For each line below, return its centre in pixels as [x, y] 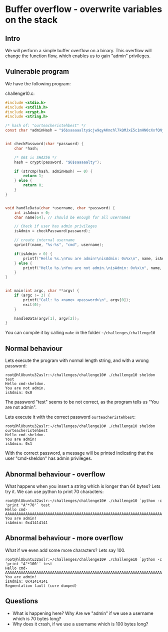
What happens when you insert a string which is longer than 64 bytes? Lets [83, 486]
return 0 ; [33, 185]
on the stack [31, 20]
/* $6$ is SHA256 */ [35, 157]
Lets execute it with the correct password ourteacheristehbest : [70, 417]
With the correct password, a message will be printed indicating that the [79, 453]
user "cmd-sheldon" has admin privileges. [49, 458]
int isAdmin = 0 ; [32, 213]
